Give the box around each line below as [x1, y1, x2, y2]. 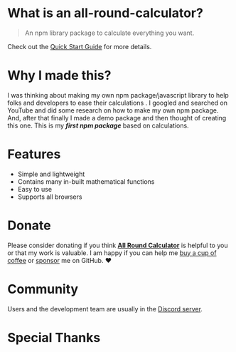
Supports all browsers [17, 192, 82, 201]
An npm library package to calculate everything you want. [24, 29, 195, 37]
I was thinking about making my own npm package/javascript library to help [7, 90, 229, 99]
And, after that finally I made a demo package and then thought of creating [7, 113, 227, 122]
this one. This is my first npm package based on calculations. [7, 121, 190, 130]
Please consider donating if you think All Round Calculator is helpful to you [7, 241, 228, 249]
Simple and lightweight [17, 170, 85, 178]
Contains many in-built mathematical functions [17, 177, 155, 186]
